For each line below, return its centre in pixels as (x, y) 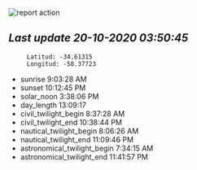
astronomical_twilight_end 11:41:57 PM (84, 157)
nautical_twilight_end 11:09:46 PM (77, 139)
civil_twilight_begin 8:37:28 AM (72, 113)
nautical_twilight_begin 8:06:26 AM (79, 131)
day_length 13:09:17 (53, 105)
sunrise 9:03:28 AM (53, 79)
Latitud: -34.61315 (59, 57)
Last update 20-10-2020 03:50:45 (98, 38)
